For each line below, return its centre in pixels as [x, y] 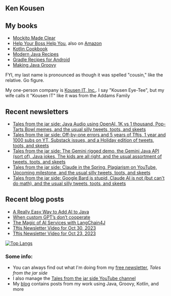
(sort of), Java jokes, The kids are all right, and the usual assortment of [87, 156]
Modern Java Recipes [35, 54]
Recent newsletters [37, 112]
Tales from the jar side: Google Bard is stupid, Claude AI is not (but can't [89, 178]
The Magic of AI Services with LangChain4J [59, 222]
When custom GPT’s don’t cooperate [51, 217]
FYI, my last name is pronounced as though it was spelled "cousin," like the [84, 75]
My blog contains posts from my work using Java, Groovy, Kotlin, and [86, 284]
